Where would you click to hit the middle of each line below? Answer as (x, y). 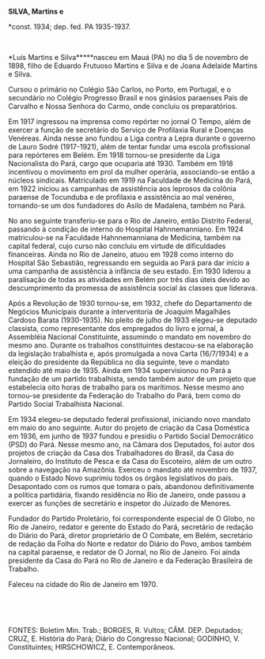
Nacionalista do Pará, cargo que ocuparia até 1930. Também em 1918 (121, 164)
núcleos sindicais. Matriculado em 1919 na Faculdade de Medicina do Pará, (131, 180)
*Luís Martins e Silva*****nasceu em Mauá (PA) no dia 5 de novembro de (129, 57)
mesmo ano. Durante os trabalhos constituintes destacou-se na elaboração (131, 345)
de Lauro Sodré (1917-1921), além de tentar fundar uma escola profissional (129, 147)
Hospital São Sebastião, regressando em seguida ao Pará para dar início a (129, 263)
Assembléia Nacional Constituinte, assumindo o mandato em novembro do (130, 337)
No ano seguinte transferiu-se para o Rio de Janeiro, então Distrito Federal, (131, 221)
